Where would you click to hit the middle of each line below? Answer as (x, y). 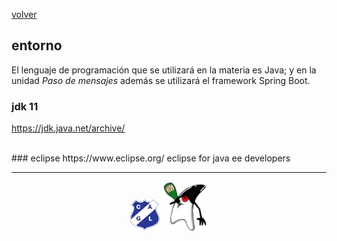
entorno (37, 45)
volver (24, 14)
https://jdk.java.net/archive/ (68, 128)
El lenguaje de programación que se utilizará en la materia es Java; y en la (164, 70)
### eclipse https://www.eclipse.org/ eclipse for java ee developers (151, 158)
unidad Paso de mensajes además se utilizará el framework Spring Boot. (161, 80)
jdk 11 (25, 106)
